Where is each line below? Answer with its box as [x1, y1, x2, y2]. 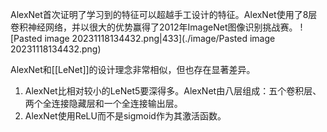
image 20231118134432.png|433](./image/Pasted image [44, 33, 276, 44]
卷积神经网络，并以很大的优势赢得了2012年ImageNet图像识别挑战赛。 [10, 21, 298, 33]
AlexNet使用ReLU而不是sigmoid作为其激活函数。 [24, 110, 227, 122]
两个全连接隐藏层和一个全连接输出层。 [24, 98, 183, 109]
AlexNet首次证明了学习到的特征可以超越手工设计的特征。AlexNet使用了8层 [10, 9, 318, 20]
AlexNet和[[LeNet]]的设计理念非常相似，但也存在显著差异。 [10, 64, 256, 75]
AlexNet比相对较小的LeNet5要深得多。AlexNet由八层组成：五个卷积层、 [24, 85, 322, 97]
